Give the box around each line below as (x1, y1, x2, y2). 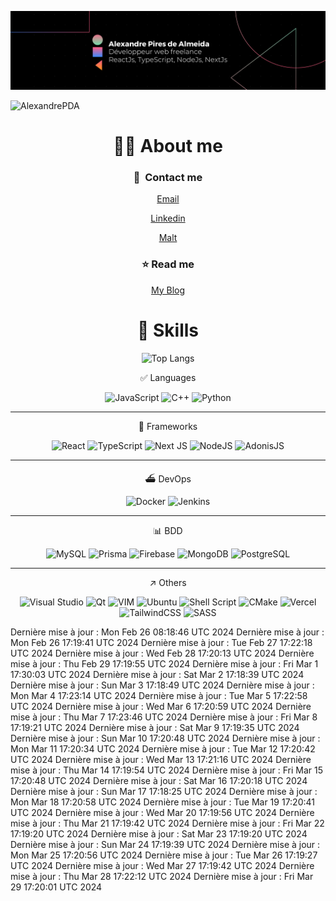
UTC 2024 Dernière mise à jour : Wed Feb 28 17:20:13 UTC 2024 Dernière (10, 647, 315, 659)
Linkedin (150, 212, 186, 225)
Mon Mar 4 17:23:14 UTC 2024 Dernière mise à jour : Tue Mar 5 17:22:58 (10, 689, 308, 701)
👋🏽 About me (113, 135, 223, 158)
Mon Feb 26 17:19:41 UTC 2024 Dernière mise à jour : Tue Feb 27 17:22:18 (10, 636, 313, 648)
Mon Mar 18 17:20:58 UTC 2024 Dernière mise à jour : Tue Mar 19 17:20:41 (10, 796, 315, 808)
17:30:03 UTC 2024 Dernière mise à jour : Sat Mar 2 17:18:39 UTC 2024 (10, 668, 305, 680)
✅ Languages (139, 371, 197, 383)
